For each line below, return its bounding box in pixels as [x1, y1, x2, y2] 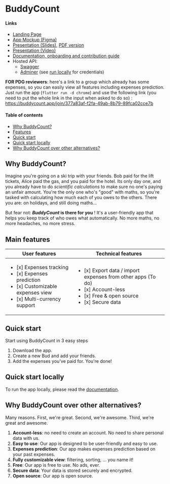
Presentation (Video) [12, 48, 56, 54]
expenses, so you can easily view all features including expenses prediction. [5, 84, 165, 90]
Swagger [20, 64, 39, 70]
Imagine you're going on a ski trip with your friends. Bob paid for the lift [5, 173, 154, 179]
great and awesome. [5, 420, 48, 426]
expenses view [16, 289, 52, 296]
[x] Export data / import [84, 267, 140, 274]
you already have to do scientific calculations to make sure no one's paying [5, 183, 163, 190]
